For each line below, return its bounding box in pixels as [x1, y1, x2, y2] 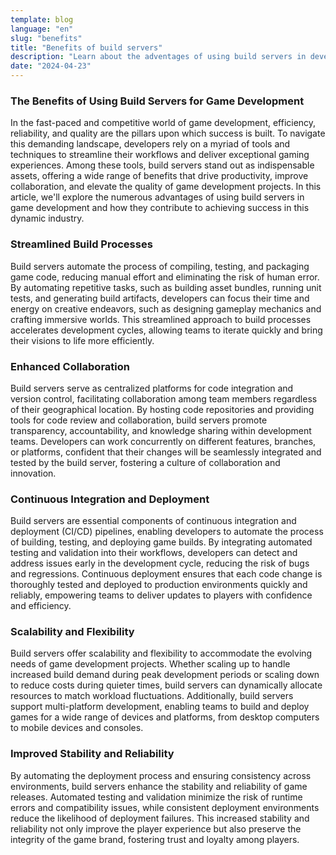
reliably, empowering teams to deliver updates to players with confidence [10, 589, 313, 601]
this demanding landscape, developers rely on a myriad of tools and [10, 138, 291, 150]
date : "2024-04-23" [10, 61, 92, 71]
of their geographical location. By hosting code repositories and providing [10, 403, 315, 415]
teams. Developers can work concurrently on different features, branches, [10, 435, 317, 447]
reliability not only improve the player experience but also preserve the [10, 822, 302, 835]
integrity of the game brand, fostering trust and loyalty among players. [10, 833, 300, 845]
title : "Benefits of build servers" [10, 42, 163, 53]
